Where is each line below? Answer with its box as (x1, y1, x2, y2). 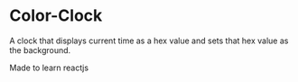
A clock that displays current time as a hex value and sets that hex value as (9, 35, 289, 46)
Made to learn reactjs (9, 62, 88, 73)
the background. (9, 44, 71, 55)
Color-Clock (9, 5, 103, 26)
